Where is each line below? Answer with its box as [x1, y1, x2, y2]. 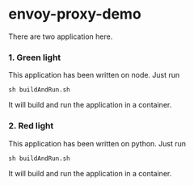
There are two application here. [8, 32, 113, 41]
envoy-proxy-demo [8, 5, 141, 23]
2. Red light [8, 120, 54, 132]
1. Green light [8, 52, 61, 63]
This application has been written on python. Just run [8, 138, 187, 148]
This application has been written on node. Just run [8, 70, 180, 80]
